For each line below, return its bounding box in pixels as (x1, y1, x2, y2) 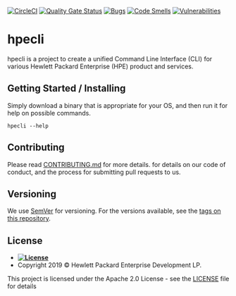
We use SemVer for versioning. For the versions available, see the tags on (7, 206, 221, 215)
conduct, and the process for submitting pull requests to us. (7, 168, 181, 176)
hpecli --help (7, 122, 49, 130)
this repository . (7, 214, 51, 223)
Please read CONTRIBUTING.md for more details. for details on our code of (7, 160, 226, 168)
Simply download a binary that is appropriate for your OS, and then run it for (7, 101, 228, 109)
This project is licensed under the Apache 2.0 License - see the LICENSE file (7, 275, 230, 283)
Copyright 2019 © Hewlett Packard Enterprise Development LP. (17, 261, 202, 269)
